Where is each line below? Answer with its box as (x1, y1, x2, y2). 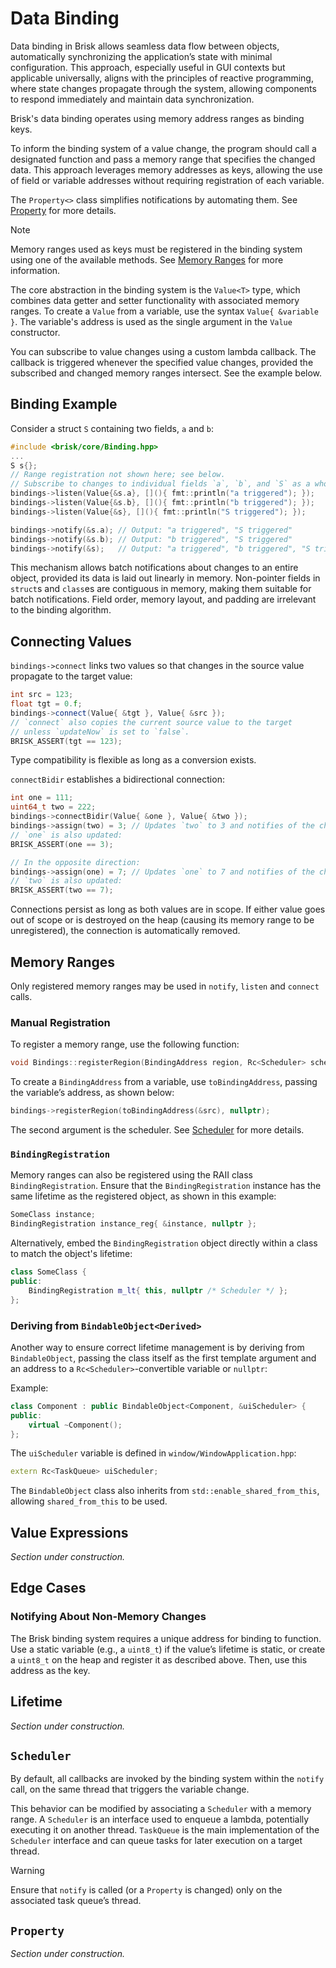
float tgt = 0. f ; (10, 699, 83, 709)
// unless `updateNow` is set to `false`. (10, 727, 190, 737)
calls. (10, 991, 33, 1002)
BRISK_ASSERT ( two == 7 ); (10, 885, 114, 896)
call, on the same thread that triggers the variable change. (10, 1783, 250, 1796)
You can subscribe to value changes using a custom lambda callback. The (10, 345, 317, 357)
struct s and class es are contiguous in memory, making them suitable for (10, 583, 312, 595)
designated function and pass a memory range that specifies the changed (10, 153, 316, 165)
